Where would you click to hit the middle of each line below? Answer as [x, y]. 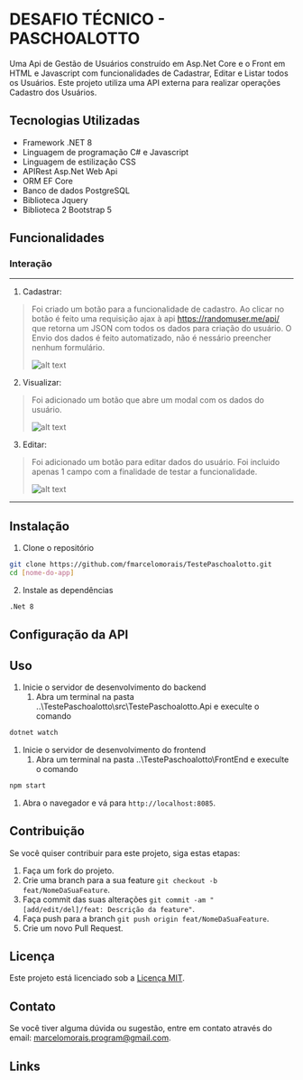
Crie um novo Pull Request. [73, 928]
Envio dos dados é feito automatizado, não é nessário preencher [151, 338]
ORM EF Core [48, 181]
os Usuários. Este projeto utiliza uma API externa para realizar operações [145, 82]
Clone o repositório [58, 548]
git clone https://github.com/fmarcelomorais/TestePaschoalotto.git [141, 564]
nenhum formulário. [68, 348]
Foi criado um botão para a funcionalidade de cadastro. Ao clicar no [158, 309]
